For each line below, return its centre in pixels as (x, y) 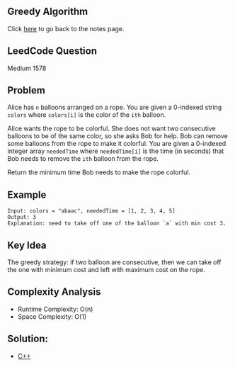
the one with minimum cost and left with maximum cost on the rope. (106, 270)
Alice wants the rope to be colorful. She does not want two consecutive (111, 129)
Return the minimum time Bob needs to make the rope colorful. (99, 172)
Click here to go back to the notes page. (66, 28)
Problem (27, 90)
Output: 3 (22, 218)
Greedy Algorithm (48, 12)
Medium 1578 (27, 68)
